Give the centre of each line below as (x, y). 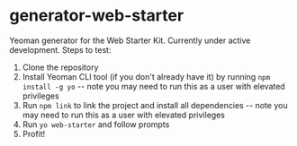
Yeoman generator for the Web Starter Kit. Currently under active (130, 40)
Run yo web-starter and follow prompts (96, 124)
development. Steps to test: (60, 49)
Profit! (34, 133)
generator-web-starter (97, 16)
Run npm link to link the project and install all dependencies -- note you (155, 105)
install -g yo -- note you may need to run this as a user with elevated (153, 86)
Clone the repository (60, 67)
